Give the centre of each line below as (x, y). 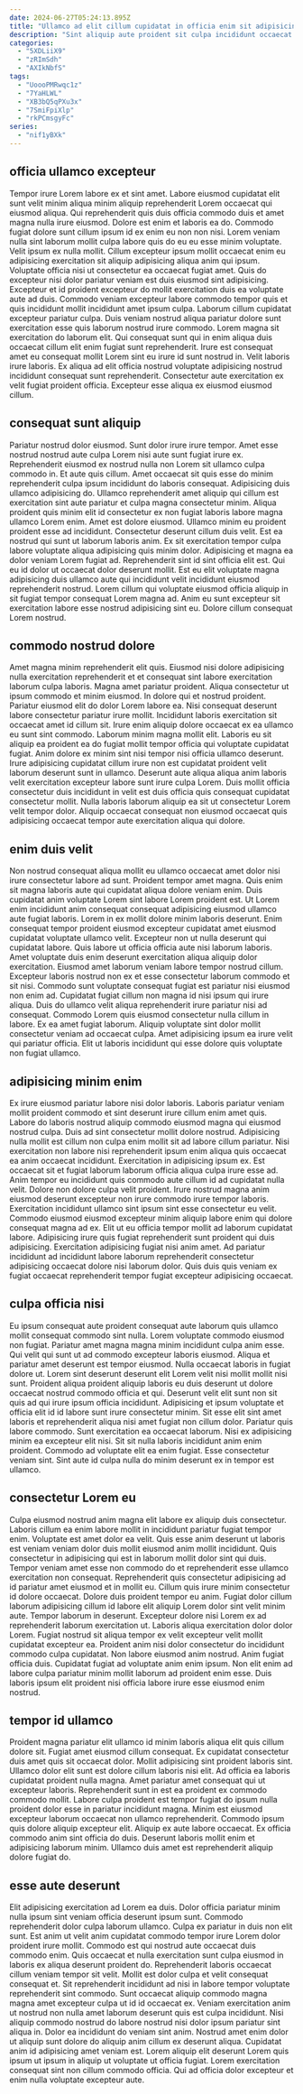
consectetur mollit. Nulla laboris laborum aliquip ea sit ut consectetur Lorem (150, 802)
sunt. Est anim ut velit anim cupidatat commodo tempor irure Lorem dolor (145, 1936)
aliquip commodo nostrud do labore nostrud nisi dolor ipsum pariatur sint (145, 2023)
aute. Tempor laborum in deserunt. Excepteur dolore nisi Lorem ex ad (138, 1615)
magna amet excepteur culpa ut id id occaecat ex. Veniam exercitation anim (150, 2003)
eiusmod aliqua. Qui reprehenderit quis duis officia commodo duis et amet (147, 212)
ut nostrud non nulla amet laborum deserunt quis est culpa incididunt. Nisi (147, 2013)
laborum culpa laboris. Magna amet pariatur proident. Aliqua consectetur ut (149, 687)
